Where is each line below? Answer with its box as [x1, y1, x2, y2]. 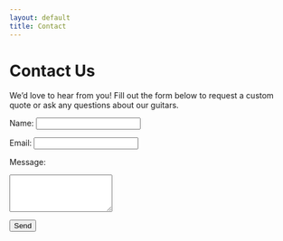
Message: [9, 157, 47, 168]
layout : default [9, 13, 71, 23]
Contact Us [9, 60, 96, 81]
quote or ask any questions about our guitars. [9, 100, 179, 111]
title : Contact [9, 22, 67, 31]
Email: [9, 137, 33, 149]
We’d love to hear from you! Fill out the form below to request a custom [9, 90, 274, 101]
